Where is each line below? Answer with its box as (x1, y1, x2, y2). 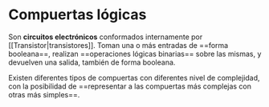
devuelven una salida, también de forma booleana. (8, 57, 176, 67)
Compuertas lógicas (8, 6, 147, 24)
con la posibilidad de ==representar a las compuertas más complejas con (8, 81, 251, 91)
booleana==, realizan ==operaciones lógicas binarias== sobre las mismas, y (8, 49, 262, 58)
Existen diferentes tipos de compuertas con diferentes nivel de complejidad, (8, 73, 260, 82)
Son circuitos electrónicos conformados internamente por (8, 32, 203, 42)
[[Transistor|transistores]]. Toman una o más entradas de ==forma (8, 40, 229, 50)
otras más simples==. (8, 89, 80, 99)
